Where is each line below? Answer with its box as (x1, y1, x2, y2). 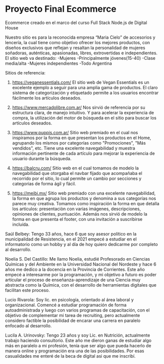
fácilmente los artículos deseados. (12, 95, 82, 101)
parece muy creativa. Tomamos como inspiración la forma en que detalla (12, 200, 160, 206)
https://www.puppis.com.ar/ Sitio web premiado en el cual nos (12, 129, 138, 135)
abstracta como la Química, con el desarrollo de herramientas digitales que (5, 282, 157, 288)
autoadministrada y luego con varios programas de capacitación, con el (5, 307, 150, 313)
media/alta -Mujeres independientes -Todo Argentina (5, 60, 112, 66)
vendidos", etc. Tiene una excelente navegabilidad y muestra (12, 145, 136, 151)
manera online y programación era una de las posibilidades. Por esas (5, 348, 144, 354)
